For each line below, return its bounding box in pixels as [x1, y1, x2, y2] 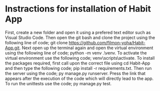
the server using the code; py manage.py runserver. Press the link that [5, 70, 146, 76]
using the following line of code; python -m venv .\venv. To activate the [5, 50, 147, 56]
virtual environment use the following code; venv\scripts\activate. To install [5, 55, 155, 61]
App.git [5, 45, 20, 51]
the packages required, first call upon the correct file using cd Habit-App [5, 60, 150, 66]
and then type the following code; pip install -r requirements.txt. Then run [5, 65, 152, 71]
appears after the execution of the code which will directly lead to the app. [5, 76, 154, 81]
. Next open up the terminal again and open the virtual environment [19, 45, 154, 51]
